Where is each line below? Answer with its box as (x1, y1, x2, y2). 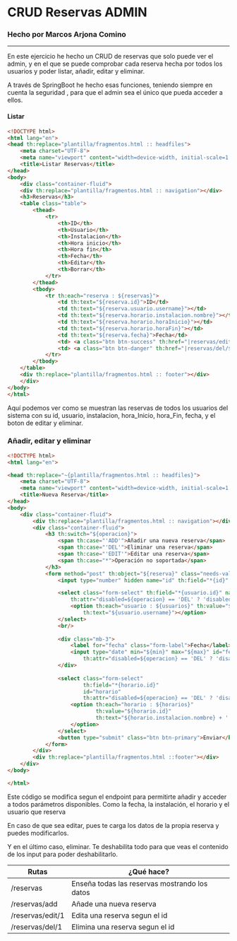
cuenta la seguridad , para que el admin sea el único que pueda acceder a (7, 88, 224, 97)
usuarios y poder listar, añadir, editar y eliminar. (7, 67, 145, 76)
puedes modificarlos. (7, 829, 69, 837)
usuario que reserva (7, 807, 66, 816)
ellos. (7, 96, 23, 105)
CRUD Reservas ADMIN (7, 4, 147, 21)
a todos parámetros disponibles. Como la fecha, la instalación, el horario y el (7, 800, 230, 808)
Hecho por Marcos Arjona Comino (7, 30, 127, 40)
